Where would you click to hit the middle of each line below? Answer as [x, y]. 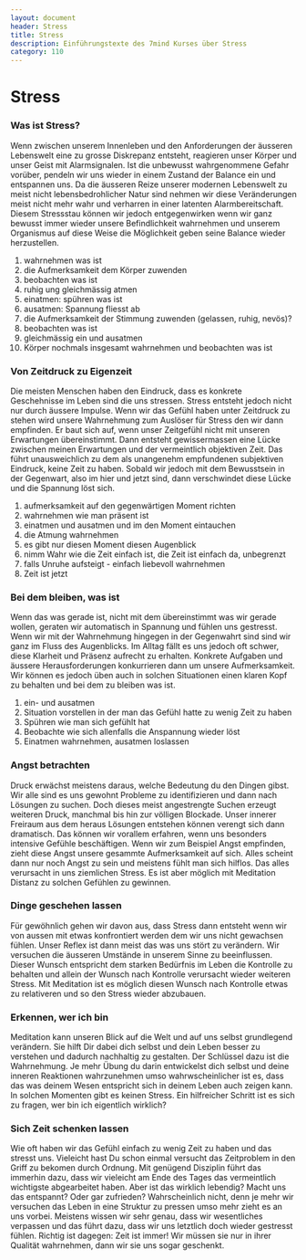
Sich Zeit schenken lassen [70, 1129]
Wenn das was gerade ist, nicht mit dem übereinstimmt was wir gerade [143, 617]
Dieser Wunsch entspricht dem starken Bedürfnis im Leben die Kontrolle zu [152, 964]
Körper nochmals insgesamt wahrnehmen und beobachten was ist [148, 347]
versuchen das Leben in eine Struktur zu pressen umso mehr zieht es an [147, 1207]
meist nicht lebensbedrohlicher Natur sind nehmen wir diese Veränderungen [153, 194]
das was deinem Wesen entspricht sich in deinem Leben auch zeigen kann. [152, 1086]
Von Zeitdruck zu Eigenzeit [71, 371]
